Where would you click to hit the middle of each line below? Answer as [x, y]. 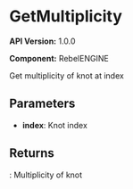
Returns [32, 153]
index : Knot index [54, 125]
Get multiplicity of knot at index [67, 75]
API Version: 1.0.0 [42, 41]
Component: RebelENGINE [59, 58]
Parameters [42, 104]
